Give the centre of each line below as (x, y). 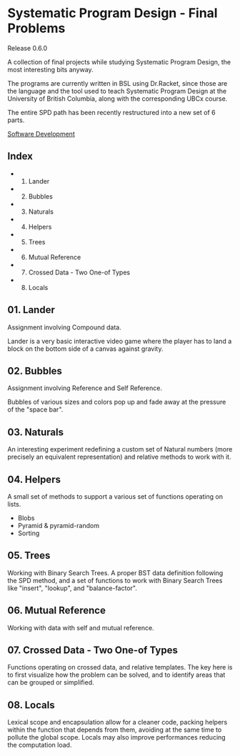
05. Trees (29, 556)
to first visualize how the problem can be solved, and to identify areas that (116, 675)
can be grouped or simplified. (51, 682)
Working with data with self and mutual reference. (81, 627)
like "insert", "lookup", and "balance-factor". (72, 588)
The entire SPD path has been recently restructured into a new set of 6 (111, 112)
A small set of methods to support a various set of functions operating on (115, 497)
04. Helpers (34, 479)
